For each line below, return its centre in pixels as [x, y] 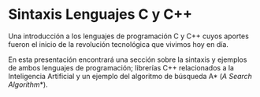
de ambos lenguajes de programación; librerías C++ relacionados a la [121, 67]
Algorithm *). [28, 84]
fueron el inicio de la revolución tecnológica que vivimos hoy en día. [118, 44]
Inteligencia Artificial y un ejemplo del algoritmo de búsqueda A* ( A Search [130, 76]
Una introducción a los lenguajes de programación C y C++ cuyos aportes [129, 36]
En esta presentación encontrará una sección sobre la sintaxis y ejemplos [128, 59]
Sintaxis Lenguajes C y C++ [100, 14]
